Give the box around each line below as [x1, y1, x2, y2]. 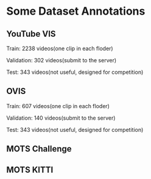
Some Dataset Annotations [6, 4, 146, 18]
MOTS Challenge [6, 144, 72, 154]
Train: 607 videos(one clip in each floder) [6, 102, 110, 109]
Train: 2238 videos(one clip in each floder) [6, 45, 114, 52]
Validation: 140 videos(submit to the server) [6, 114, 116, 122]
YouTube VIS [6, 29, 56, 39]
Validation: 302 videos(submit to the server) [6, 57, 117, 64]
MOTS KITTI [6, 164, 54, 175]
